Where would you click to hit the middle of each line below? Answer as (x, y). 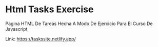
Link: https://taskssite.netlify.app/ (41, 39)
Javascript (16, 29)
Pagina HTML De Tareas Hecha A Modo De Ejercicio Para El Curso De (79, 24)
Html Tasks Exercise (50, 9)
